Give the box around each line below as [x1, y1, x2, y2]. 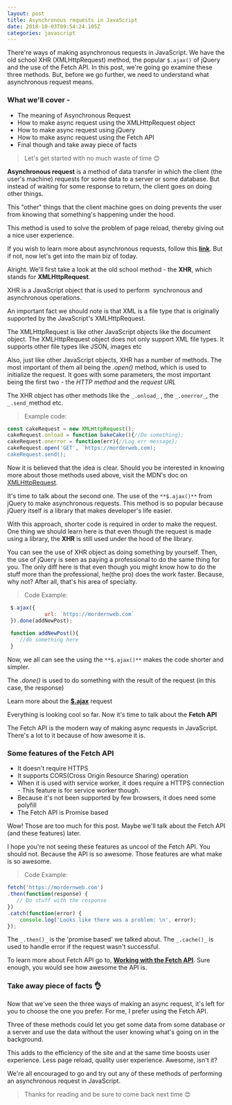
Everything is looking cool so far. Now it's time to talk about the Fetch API [7, 711, 217, 719]
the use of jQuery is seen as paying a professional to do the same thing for [7, 555, 220, 563]
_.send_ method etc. [7, 398, 64, 407]
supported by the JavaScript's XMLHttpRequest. [7, 314, 146, 322]
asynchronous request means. [7, 78, 94, 87]
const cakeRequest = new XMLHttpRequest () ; [7, 425, 135, 432]
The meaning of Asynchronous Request [17, 111, 131, 119]
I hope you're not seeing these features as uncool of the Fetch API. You [7, 842, 211, 851]
